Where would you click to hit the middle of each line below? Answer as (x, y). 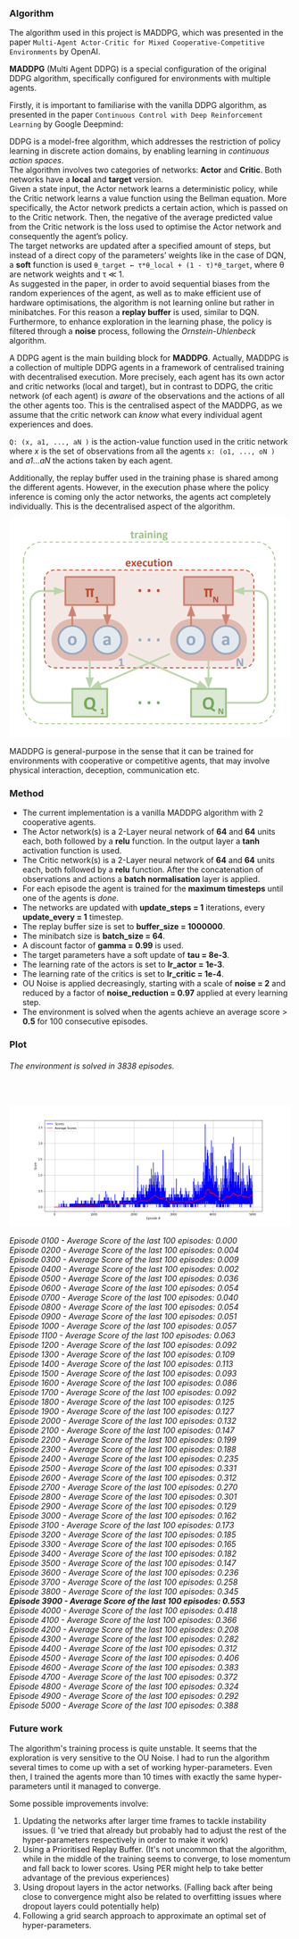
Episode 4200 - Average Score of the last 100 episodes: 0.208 (124, 1630)
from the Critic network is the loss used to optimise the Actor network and (145, 227)
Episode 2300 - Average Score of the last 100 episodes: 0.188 (123, 1450)
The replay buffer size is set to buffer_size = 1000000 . (124, 927)
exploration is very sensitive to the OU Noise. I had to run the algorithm (140, 1758)
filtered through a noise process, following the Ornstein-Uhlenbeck (133, 331)
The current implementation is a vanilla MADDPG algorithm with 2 (143, 813)
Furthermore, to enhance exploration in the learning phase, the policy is (141, 322)
